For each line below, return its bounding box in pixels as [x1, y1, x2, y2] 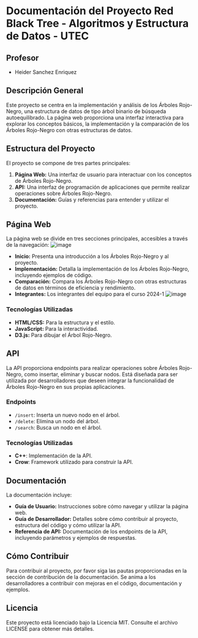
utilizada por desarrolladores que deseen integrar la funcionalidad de [6, 377, 174, 384]
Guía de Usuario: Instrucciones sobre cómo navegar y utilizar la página [14, 502, 189, 510]
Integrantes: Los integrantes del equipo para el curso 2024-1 [14, 291, 164, 298]
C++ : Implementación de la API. [14, 452, 93, 459]
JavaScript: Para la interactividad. [14, 325, 99, 332]
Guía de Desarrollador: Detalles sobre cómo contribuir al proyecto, [14, 515, 178, 522]
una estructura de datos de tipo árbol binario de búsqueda [24, 108, 167, 115]
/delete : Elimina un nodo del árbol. [14, 417, 100, 424]
